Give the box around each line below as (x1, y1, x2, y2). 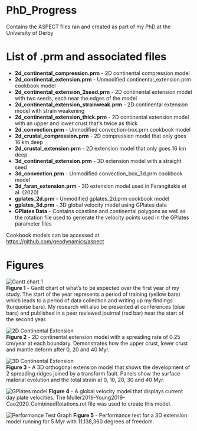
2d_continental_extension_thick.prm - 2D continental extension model (14, 113, 189, 120)
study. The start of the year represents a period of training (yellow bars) (6, 290, 181, 298)
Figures (6, 259, 44, 272)
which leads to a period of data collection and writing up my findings (6, 296, 173, 304)
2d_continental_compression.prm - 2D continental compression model (14, 69, 190, 77)
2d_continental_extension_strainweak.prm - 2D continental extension (14, 101, 188, 108)
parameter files (14, 220, 52, 227)
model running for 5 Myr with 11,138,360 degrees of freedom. (6, 417, 155, 425)
